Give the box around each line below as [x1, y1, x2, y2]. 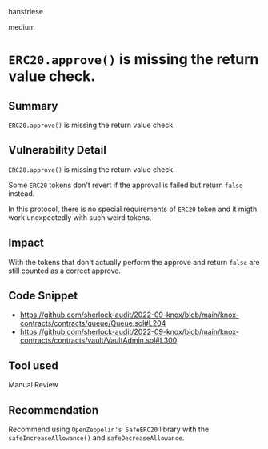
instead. [8, 188, 35, 198]
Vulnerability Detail [8, 143, 106, 157]
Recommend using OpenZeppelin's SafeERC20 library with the [8, 424, 210, 435]
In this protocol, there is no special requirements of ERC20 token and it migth [8, 204, 258, 214]
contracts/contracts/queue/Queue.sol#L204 [19, 319, 166, 328]
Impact [8, 236, 44, 250]
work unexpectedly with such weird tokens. [8, 212, 152, 222]
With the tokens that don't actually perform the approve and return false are [8, 257, 260, 267]
